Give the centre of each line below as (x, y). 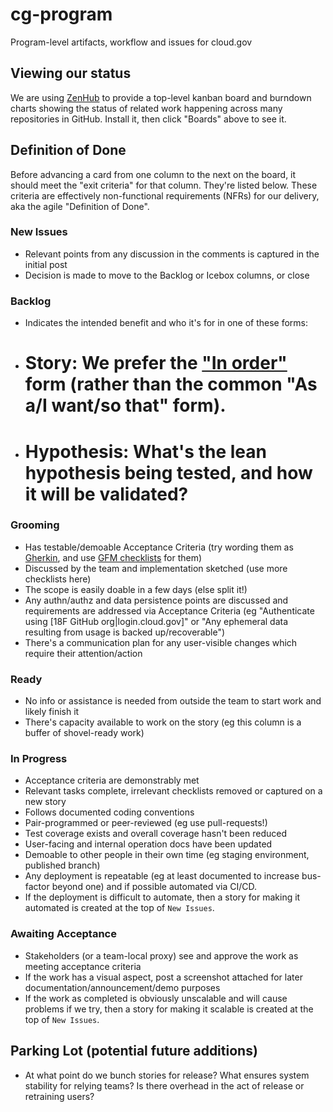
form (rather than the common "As (171, 384)
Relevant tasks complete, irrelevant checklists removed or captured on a (173, 791)
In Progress (39, 759)
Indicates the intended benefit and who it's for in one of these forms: (166, 323)
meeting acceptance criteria (83, 966)
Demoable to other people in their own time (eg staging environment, (167, 855)
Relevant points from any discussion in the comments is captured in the (172, 254)
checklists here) (58, 579)
